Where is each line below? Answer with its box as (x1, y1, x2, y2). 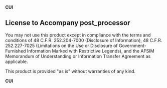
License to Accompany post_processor (5, 18, 130, 27)
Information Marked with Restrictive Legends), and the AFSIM (27, 47, 154, 54)
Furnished (5, 47, 26, 54)
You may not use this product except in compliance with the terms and (5, 32, 151, 38)
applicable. (5, 58, 28, 64)
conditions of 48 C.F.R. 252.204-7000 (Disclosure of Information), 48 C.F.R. (5, 37, 162, 43)
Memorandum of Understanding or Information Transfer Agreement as (5, 53, 151, 59)
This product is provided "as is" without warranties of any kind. (5, 68, 136, 74)
